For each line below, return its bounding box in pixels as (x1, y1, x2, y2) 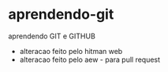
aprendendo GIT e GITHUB (8, 31, 96, 41)
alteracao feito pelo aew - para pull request (19, 55, 160, 64)
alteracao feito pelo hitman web (19, 46, 123, 56)
